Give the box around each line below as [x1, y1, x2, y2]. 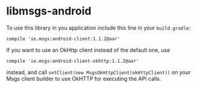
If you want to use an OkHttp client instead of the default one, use [6, 46, 170, 54]
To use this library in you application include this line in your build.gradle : [6, 24, 191, 31]
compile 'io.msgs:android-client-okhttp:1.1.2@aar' [6, 58, 139, 64]
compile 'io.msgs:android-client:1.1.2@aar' [6, 36, 120, 42]
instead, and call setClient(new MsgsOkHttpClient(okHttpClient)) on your [6, 68, 191, 76]
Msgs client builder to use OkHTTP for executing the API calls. [6, 75, 161, 82]
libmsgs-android [6, 4, 92, 18]
